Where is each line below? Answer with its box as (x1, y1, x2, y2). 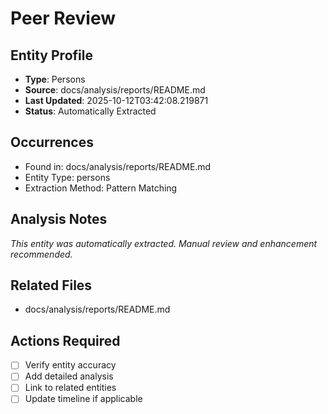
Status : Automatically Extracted (24, 105, 157, 117)
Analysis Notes (10, 211, 108, 228)
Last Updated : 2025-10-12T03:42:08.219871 (24, 95, 209, 106)
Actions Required (10, 332, 121, 349)
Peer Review (10, 7, 116, 30)
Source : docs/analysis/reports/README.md (24, 84, 206, 96)
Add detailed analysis (24, 370, 114, 382)
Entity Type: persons (24, 171, 111, 183)
